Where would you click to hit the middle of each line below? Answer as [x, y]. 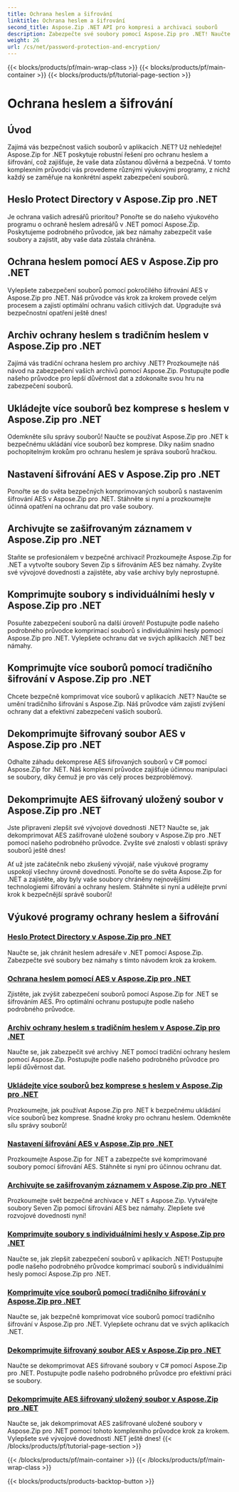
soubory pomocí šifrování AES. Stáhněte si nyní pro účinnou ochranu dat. [115, 1167]
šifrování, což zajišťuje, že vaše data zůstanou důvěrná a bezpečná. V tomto [119, 162]
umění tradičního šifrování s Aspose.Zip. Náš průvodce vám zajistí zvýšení [116, 704]
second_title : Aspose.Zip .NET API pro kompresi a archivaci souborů [113, 27]
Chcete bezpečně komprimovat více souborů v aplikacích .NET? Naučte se [117, 696]
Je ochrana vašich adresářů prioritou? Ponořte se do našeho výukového [113, 216]
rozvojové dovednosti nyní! [47, 1216]
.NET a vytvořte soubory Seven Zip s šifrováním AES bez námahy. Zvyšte [115, 564]
